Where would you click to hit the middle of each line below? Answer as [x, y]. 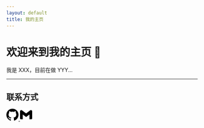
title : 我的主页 [25, 19]
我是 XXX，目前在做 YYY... [39, 70]
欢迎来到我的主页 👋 [54, 52]
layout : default [27, 13]
